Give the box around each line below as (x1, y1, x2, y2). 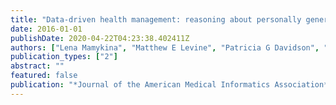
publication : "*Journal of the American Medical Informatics (10, 80, 271, 90)
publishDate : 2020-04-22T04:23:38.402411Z (10, 33, 190, 43)
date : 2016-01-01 (10, 24, 83, 34)
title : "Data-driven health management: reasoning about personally (10, 14, 302, 25)
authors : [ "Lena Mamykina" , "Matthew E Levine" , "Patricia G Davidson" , (10, 42, 320, 53)
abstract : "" (10, 61, 65, 71)
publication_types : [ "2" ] (10, 52, 118, 62)
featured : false (10, 71, 78, 81)
